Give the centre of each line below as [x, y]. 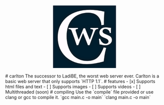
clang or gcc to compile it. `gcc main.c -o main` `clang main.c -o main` [78, 97]
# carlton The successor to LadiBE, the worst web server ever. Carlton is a [82, 76]
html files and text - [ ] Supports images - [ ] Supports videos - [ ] [73, 86]
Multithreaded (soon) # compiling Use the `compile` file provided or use [79, 92]
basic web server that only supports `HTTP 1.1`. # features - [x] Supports [80, 81]
